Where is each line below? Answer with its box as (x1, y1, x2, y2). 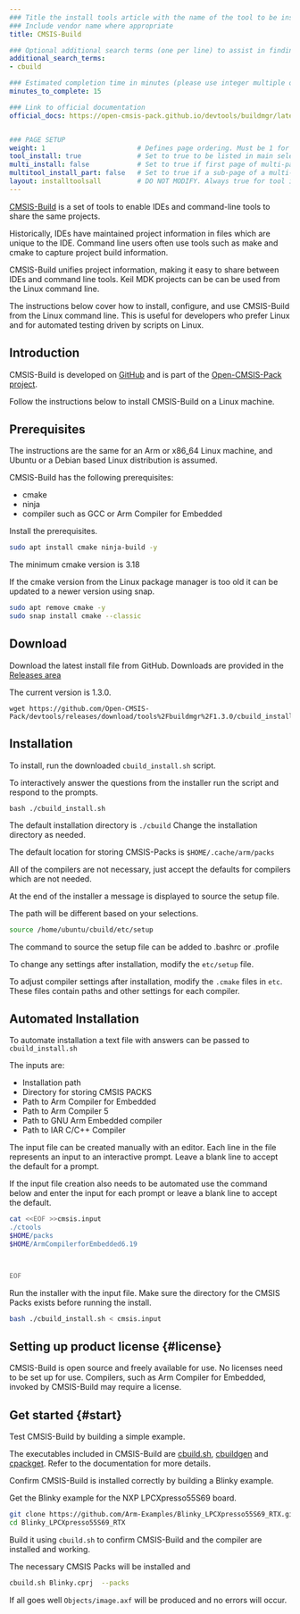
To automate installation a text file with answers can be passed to (9, 1035, 250, 1046)
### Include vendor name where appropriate (9, 21, 174, 30)
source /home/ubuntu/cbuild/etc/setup (9, 925, 154, 934)
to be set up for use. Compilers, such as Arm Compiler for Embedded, (9, 1372, 266, 1383)
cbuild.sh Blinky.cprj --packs (9, 1578, 129, 1587)
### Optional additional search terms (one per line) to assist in (9, 46, 266, 54)
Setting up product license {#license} (9, 1339, 222, 1354)
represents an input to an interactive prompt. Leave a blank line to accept (9, 1151, 279, 1162)
